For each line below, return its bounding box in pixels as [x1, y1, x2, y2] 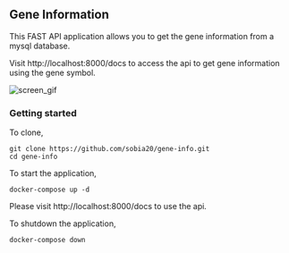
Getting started [9, 106, 78, 119]
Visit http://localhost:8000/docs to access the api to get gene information [9, 57, 280, 68]
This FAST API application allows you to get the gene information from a [9, 30, 275, 41]
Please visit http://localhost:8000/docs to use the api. [9, 201, 208, 212]
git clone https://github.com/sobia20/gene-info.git [9, 145, 210, 154]
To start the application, [9, 168, 97, 179]
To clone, [9, 127, 44, 138]
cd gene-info [9, 152, 58, 162]
